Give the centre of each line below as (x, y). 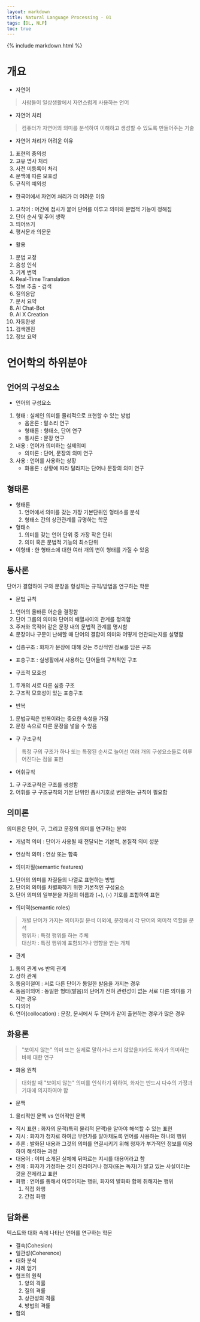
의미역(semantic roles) (43, 907)
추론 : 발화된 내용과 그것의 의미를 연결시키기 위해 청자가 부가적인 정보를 (99, 1144)
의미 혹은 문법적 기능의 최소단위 (61, 542)
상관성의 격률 (40, 1298)
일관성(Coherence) (38, 1253)
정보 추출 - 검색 (34, 286)
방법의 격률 (37, 1306)
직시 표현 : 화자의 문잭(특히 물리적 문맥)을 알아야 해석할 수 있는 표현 (94, 1129)
